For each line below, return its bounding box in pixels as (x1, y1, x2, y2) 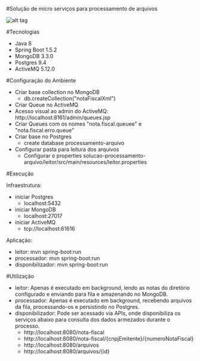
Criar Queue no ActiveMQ (14, 101, 79, 108)
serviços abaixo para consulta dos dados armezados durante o (14, 316, 170, 323)
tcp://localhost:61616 (23, 225, 76, 232)
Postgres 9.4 (14, 59, 47, 66)
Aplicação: (6, 236, 33, 244)
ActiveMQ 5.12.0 (14, 65, 55, 72)
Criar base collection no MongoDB (14, 89, 100, 95)
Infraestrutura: (6, 182, 42, 189)
